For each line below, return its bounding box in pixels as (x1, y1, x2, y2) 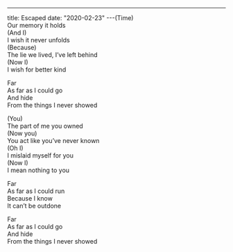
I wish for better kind (7, 65, 67, 74)
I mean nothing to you (7, 166, 70, 174)
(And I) (7, 28, 27, 37)
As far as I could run (7, 187, 65, 195)
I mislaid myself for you (7, 151, 74, 160)
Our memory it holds (7, 22, 66, 29)
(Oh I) (7, 144, 24, 152)
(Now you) (7, 129, 37, 137)
